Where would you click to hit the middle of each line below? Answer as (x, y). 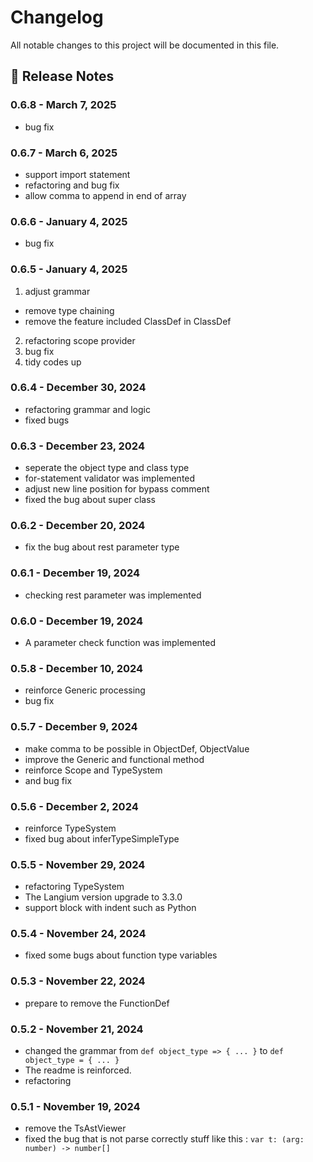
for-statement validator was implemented (110, 478)
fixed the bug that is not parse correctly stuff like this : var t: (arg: (164, 1139)
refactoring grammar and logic (87, 409)
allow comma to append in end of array (105, 195)
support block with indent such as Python (110, 908)
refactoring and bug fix (72, 185)
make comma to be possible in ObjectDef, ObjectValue (137, 748)
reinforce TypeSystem (70, 828)
